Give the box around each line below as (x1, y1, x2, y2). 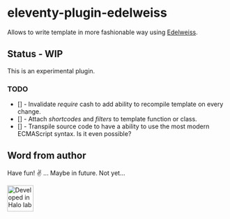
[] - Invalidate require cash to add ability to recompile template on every (17, 100, 224, 109)
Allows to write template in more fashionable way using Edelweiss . (7, 28, 198, 36)
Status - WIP (7, 48, 63, 60)
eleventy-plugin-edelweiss (7, 5, 167, 21)
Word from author (7, 150, 86, 162)
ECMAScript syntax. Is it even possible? (17, 130, 132, 138)
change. (17, 107, 41, 116)
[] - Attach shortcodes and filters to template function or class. (17, 115, 197, 123)
